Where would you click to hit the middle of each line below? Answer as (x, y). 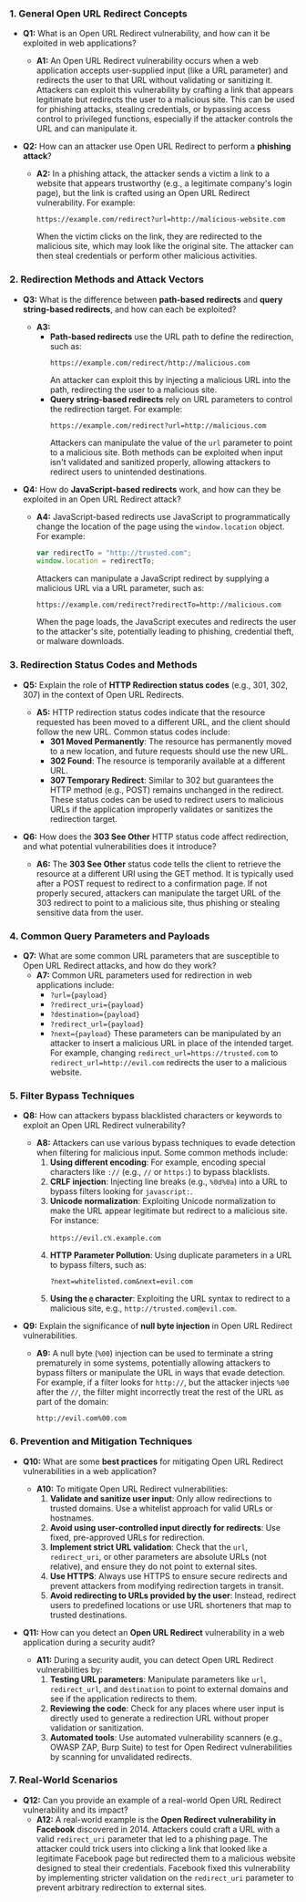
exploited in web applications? (79, 43)
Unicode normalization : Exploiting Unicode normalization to (163, 1201)
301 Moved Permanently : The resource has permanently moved (171, 741)
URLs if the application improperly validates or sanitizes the (161, 809)
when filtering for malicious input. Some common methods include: (162, 1153)
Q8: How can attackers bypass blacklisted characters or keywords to (152, 1116)
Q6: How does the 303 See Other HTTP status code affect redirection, (155, 837)
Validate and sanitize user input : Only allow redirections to (161, 1498)
